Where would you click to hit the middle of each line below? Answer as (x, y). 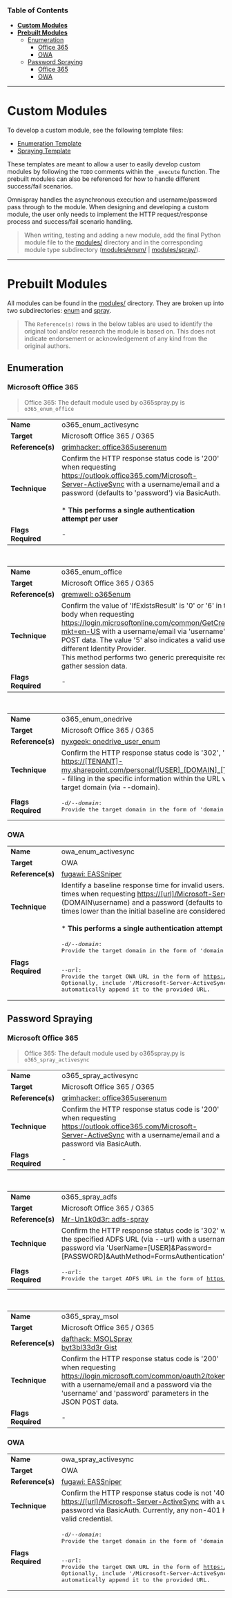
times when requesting (98, 894)
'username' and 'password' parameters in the (135, 1393)
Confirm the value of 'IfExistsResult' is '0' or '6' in (142, 605)
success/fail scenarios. (40, 186)
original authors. (47, 346)
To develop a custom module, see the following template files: (95, 131)
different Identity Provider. (104, 648)
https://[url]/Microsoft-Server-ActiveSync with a (141, 1502)
